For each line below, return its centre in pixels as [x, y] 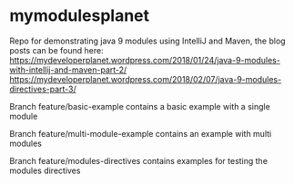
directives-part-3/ [43, 89]
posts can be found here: [56, 50]
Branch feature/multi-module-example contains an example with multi [141, 133]
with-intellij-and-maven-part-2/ [68, 70]
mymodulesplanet [80, 16]
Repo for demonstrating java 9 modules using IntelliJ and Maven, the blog [147, 41]
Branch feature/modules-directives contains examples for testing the [139, 160]
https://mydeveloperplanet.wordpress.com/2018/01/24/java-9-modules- [145, 60]
